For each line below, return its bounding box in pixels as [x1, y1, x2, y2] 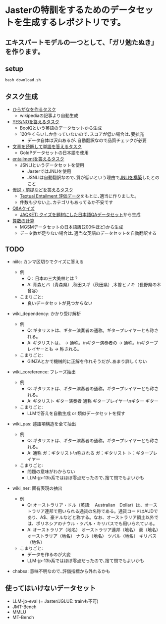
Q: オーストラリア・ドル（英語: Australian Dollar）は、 [27, 502, 145, 508]
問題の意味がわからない [27, 468, 75, 474]
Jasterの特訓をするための [5, 4, 111, 16]
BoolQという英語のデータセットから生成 [19, 125, 102, 131]
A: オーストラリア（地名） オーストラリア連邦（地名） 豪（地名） [27, 527, 161, 533]
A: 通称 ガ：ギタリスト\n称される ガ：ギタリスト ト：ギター [27, 450, 149, 456]
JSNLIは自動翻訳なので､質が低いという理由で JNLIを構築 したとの [27, 174, 160, 181]
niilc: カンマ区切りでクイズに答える [12, 259, 84, 265]
